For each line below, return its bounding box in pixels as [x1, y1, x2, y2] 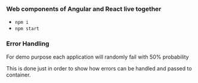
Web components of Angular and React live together [6, 5, 162, 13]
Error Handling [6, 39, 49, 48]
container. [6, 71, 31, 78]
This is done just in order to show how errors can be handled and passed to [6, 64, 192, 72]
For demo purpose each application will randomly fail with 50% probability [6, 53, 189, 60]
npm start [14, 26, 40, 32]
